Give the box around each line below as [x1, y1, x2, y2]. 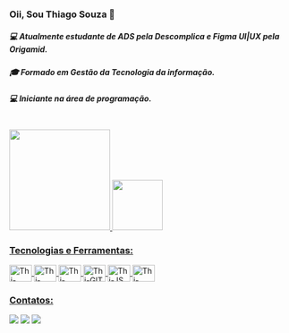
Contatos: [9, 294, 54, 306]
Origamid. [9, 44, 48, 55]
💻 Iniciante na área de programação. [9, 93, 152, 104]
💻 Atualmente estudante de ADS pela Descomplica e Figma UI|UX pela [9, 30, 280, 41]
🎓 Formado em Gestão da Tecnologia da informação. [9, 66, 216, 77]
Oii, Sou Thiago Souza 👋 [9, 8, 115, 21]
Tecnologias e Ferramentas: [9, 243, 134, 256]
